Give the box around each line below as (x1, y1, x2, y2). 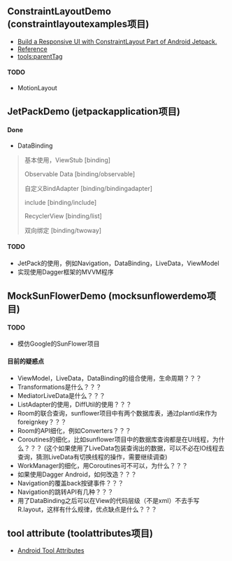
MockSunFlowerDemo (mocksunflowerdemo (7, 290, 208, 302)
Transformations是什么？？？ (17, 383, 102, 391)
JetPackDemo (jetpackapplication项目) (7, 106, 180, 118)
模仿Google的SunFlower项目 (17, 339, 100, 348)
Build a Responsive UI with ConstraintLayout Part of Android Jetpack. (17, 37, 217, 45)
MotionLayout (17, 84, 57, 92)
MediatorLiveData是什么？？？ (17, 391, 106, 399)
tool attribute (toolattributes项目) (7, 527, 154, 539)
